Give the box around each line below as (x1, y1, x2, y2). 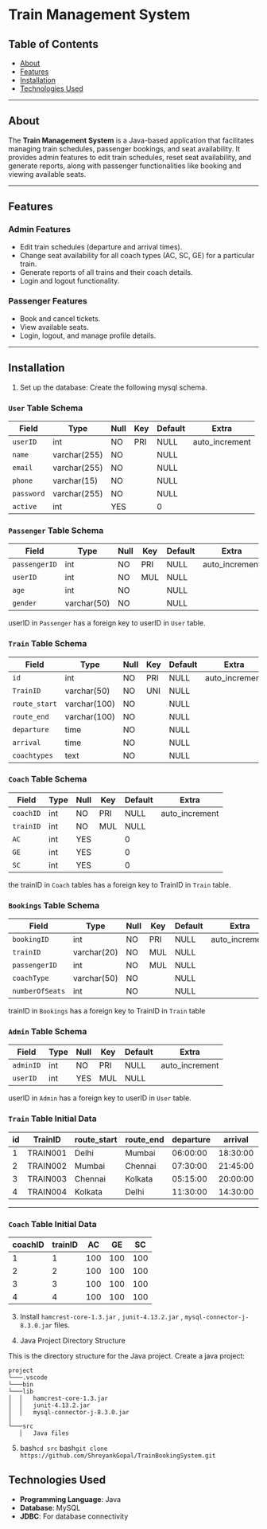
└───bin (8, 1380, 34, 1388)
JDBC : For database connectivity (19, 1511, 129, 1521)
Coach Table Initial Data (8, 1218, 97, 1229)
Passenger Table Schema (8, 524, 104, 535)
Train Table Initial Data (8, 1113, 97, 1124)
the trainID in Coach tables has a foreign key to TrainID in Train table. (8, 880, 231, 889)
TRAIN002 (27, 1160, 68, 1171)
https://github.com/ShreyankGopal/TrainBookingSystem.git (19, 1452, 216, 1460)
